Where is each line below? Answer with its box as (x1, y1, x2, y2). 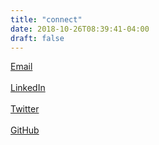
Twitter (10, 103, 40, 115)
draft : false (10, 33, 65, 43)
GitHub (10, 124, 40, 136)
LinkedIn (10, 82, 46, 94)
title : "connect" (10, 14, 83, 25)
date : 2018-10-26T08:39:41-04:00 (10, 24, 150, 34)
